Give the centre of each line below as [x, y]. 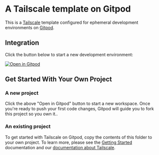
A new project [22, 93]
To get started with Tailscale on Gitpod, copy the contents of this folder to [79, 137]
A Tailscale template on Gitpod [68, 9]
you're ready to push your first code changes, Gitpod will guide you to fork [79, 109]
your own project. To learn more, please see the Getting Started [69, 142]
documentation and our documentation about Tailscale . [60, 147]
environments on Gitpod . [30, 27]
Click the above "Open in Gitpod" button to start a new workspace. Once [78, 103]
